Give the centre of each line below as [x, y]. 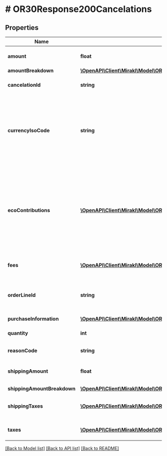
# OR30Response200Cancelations [79, 9]
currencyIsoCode [29, 130]
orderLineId [22, 295]
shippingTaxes [25, 406]
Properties [22, 28]
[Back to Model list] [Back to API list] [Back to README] [62, 448]
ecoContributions [29, 210]
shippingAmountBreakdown [42, 389]
